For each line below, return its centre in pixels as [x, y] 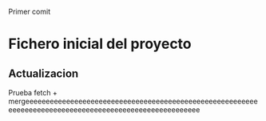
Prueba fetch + [33, 93]
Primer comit [29, 12]
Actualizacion [44, 73]
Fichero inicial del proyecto [100, 44]
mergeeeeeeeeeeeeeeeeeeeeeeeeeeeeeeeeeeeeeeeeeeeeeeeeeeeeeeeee [133, 101]
